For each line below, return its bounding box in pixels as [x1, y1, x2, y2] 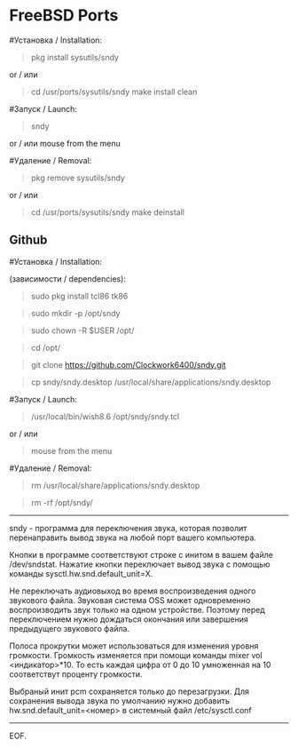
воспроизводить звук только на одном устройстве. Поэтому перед [9, 604, 266, 615]
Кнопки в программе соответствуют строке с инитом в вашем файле [9, 549, 273, 560]
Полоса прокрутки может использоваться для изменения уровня [9, 641, 259, 651]
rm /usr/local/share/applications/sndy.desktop [30, 480, 200, 490]
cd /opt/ [30, 342, 60, 353]
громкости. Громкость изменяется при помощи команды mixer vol [9, 649, 263, 660]
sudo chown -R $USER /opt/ [30, 325, 135, 336]
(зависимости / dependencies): [9, 273, 127, 284]
